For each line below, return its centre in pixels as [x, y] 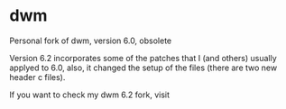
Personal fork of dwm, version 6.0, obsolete [91, 41]
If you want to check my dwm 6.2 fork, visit [89, 95]
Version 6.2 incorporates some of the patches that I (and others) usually [143, 58]
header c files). [37, 77]
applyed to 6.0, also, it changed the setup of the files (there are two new [143, 68]
